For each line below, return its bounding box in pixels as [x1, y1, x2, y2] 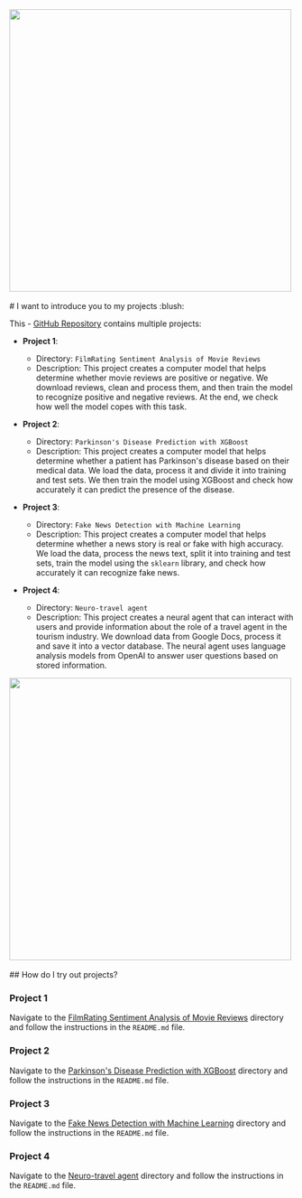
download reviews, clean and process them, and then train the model [35, 382, 293, 392]
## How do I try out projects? [9, 969, 118, 979]
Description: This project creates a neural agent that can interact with [35, 612, 294, 622]
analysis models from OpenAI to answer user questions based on [35, 650, 279, 660]
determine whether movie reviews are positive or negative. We [35, 372, 269, 383]
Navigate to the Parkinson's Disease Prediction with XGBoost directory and [9, 1065, 288, 1076]
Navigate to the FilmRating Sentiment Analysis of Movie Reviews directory [9, 1012, 284, 1024]
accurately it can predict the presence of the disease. [35, 484, 235, 495]
